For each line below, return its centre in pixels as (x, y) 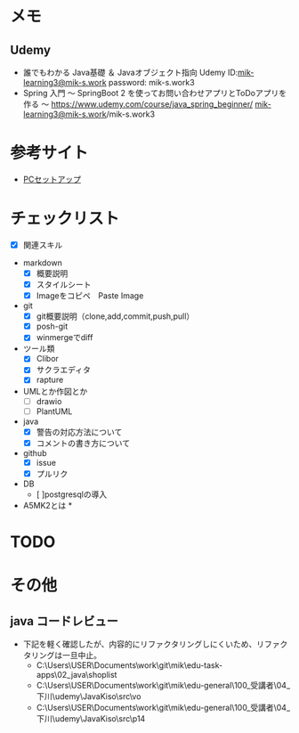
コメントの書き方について (83, 443)
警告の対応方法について (79, 432)
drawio (49, 401)
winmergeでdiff (65, 338)
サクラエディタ (64, 370)
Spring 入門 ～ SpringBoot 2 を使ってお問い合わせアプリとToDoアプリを (155, 93)
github (35, 452)
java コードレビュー (65, 621)
